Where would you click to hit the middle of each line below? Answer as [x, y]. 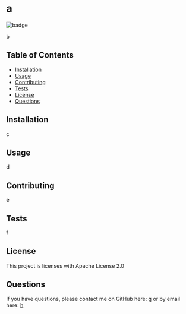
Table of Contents [40, 55]
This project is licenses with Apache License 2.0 [65, 265]
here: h [15, 305]
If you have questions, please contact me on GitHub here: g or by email [93, 299]
